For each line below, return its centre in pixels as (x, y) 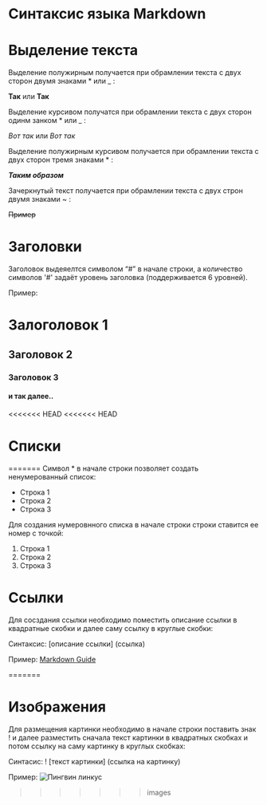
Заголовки (45, 247)
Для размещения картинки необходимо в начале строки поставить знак (132, 729)
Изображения (57, 706)
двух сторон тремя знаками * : (61, 160)
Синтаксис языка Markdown (107, 14)
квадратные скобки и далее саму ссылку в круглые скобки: (111, 628)
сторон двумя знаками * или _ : (62, 81)
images (159, 792)
